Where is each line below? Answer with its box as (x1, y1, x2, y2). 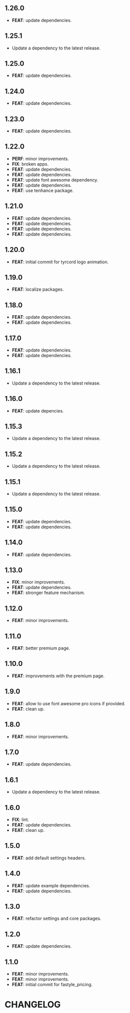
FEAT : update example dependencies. (11, 882, 91, 888)
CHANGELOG (4, 999, 61, 1011)
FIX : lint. (11, 816, 29, 822)
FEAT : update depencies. (11, 407, 64, 413)
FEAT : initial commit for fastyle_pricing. (11, 982, 93, 987)
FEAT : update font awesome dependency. (11, 177, 98, 183)
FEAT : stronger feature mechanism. (11, 590, 85, 596)
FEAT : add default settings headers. (11, 855, 86, 861)
